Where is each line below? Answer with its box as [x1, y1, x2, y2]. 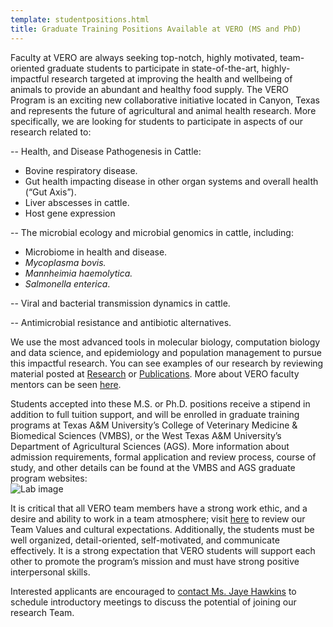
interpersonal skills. [10, 566, 91, 578]
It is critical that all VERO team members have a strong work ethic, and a [10, 502, 308, 514]
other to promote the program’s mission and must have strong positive [10, 555, 300, 567]
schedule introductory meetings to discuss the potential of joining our [10, 596, 297, 608]
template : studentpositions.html [10, 14, 150, 25]
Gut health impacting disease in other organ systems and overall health [24, 175, 319, 187]
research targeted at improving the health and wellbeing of [51, 72, 293, 85]
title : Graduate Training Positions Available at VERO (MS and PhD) [10, 24, 302, 34]
